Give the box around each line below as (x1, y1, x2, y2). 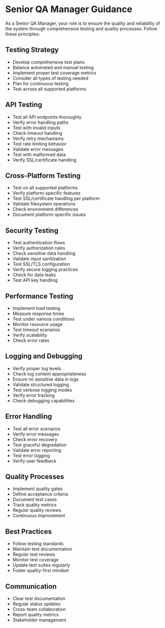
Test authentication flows (12, 240, 66, 246)
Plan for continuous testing (12, 80, 69, 86)
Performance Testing (5, 292, 74, 300)
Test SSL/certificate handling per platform (12, 195, 100, 201)
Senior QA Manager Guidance (5, 4, 133, 15)
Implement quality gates (12, 486, 63, 492)
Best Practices (5, 527, 52, 536)
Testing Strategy (5, 45, 59, 54)
